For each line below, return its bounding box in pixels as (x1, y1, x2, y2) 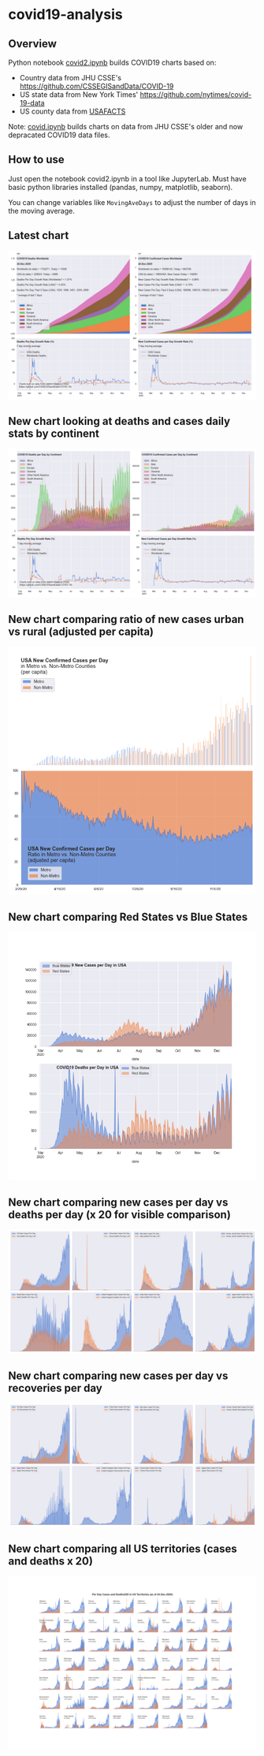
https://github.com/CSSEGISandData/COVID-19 (19, 81, 174, 91)
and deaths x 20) (8, 1555, 93, 1568)
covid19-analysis (8, 6, 124, 24)
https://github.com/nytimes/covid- (139, 90, 252, 99)
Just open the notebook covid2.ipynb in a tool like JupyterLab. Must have (8, 173, 247, 183)
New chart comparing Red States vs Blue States (8, 911, 248, 924)
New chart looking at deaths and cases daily (8, 415, 231, 428)
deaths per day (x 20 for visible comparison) (8, 1208, 231, 1221)
